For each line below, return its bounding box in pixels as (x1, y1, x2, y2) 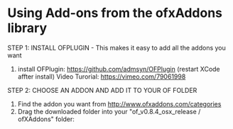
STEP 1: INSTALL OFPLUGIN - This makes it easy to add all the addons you (7, 43, 226, 52)
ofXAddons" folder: (17, 115, 75, 123)
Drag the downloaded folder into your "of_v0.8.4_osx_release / (17, 107, 201, 116)
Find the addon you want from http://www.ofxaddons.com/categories (17, 99, 222, 108)
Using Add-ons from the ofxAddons (7, 5, 222, 21)
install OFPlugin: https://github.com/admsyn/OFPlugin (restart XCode (17, 64, 220, 73)
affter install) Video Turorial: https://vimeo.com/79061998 (17, 72, 186, 81)
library (7, 20, 48, 36)
